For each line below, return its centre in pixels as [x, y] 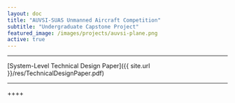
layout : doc [24, 14]
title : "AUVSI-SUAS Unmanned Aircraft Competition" [84, 20]
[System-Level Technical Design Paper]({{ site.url [79, 66]
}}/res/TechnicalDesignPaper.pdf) [56, 73]
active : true [26, 40]
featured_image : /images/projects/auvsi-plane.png [83, 33]
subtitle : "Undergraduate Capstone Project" [73, 26]
